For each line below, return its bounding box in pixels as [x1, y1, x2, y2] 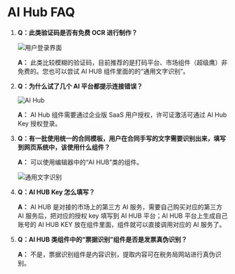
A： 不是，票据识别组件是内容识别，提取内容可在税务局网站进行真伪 [17, 250, 216, 259]
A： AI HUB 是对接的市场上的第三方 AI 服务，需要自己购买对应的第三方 [17, 202, 223, 211]
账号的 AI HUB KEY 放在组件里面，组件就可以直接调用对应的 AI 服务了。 [17, 220, 226, 228]
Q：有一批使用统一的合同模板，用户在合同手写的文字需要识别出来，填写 [17, 134, 227, 143]
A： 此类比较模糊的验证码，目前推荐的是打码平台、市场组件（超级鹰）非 [17, 58, 228, 67]
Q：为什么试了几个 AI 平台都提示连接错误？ [17, 81, 143, 90]
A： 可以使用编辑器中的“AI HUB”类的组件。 [17, 157, 143, 166]
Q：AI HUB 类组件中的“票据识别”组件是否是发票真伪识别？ [17, 235, 188, 243]
